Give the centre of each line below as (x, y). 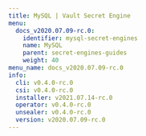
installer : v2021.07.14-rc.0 (64, 98)
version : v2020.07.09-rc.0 (61, 120)
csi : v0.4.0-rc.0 (45, 90)
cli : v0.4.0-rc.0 (45, 82)
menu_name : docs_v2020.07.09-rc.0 (66, 68)
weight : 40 (41, 61)
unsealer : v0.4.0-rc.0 (53, 113)
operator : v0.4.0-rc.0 (53, 105)
